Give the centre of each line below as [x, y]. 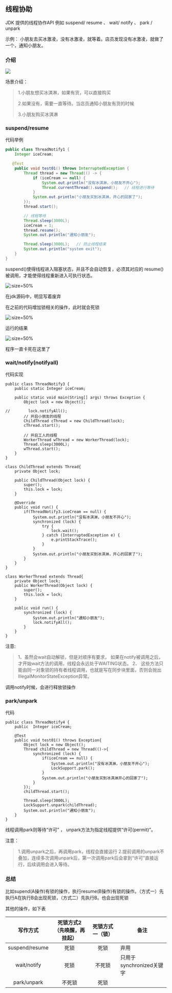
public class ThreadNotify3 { [38, 384]
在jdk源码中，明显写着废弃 [33, 296]
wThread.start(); [42, 449]
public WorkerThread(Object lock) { [54, 586]
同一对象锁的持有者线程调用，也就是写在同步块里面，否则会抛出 [94, 670]
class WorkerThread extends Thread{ [44, 577]
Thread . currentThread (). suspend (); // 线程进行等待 [98, 187]
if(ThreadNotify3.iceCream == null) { [65, 512]
